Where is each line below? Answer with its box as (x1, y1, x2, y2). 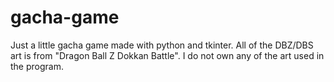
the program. (10, 60, 64, 72)
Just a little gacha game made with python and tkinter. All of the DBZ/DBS (10, 39, 314, 51)
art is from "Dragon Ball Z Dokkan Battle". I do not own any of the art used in (10, 49, 325, 61)
